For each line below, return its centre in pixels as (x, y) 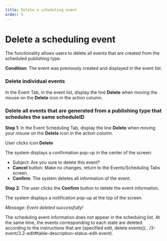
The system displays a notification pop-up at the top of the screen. (74, 198)
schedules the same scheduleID (45, 117)
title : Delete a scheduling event (41, 10)
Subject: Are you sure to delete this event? (56, 162)
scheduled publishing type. (33, 59)
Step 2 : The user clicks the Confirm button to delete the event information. (82, 188)
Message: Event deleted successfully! (44, 208)
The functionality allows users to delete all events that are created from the (82, 53)
